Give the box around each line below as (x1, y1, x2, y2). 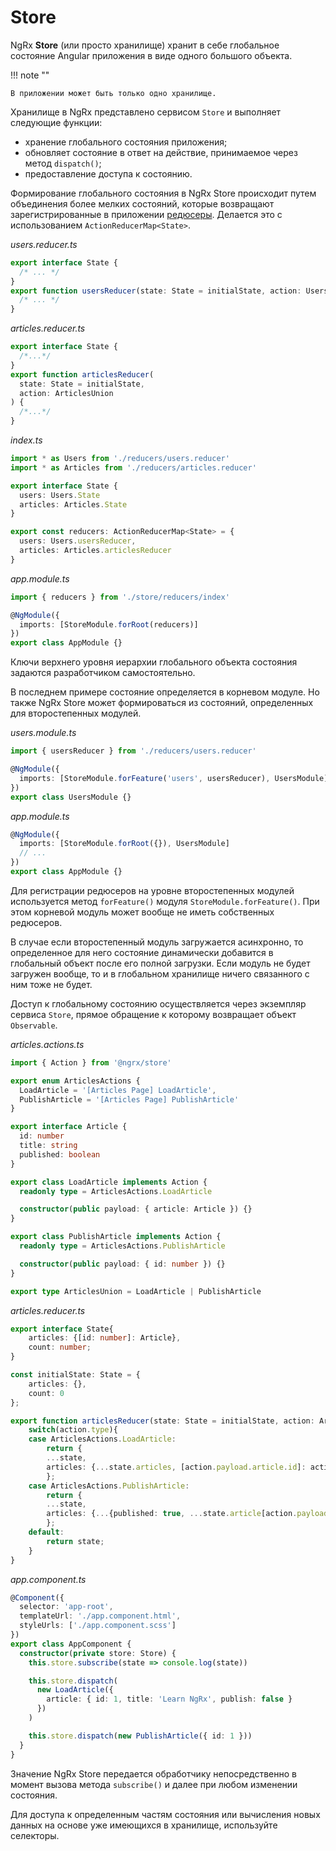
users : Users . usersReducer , (19, 536, 137, 546)
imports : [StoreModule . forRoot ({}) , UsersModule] (19, 839, 230, 849)
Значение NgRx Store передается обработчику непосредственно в (10, 1767, 297, 1780)
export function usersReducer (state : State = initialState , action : (10, 286, 302, 296)
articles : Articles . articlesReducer (19, 546, 172, 556)
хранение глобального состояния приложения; (24, 136, 228, 148)
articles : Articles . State (19, 499, 128, 510)
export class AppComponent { (10, 1639, 132, 1649)
